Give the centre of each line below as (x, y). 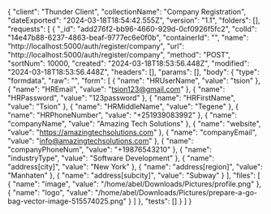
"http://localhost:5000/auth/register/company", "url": (96, 46)
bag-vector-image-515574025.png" (67, 201)
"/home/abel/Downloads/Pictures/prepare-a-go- (176, 193)
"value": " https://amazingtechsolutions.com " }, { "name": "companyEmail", (132, 132)
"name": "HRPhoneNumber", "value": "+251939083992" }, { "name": (122, 115)
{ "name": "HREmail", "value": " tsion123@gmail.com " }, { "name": (116, 89)
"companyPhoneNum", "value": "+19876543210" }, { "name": (110, 150)
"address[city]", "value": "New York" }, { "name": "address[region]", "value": (135, 167)
